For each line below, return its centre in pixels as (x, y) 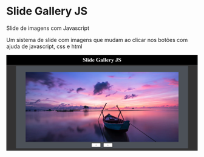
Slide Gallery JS (47, 11)
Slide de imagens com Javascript (48, 28)
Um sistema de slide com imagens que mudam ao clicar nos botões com (97, 40)
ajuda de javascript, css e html (44, 46)
